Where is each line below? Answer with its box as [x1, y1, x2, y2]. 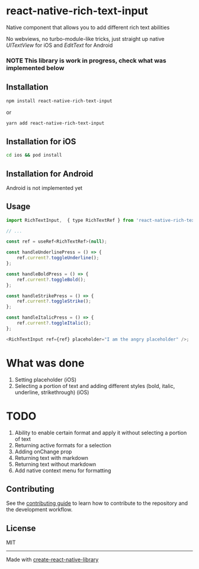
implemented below [6, 63, 65, 72]
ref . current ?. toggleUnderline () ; [17, 255, 99, 261]
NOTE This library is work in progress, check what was [6, 56, 167, 65]
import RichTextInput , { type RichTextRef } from [6, 217, 134, 223]
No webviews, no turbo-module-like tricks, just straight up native [6, 35, 165, 42]
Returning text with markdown [14, 454, 89, 461]
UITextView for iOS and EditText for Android [6, 42, 113, 49]
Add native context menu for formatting [14, 467, 111, 474]
